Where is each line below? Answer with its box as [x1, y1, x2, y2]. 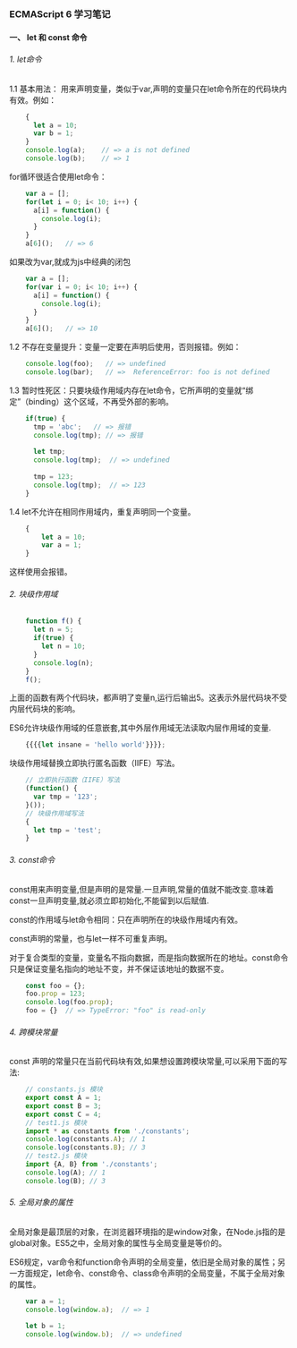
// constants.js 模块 [25, 1085, 103, 1094]
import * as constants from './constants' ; [25, 1126, 191, 1136]
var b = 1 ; [32, 129, 74, 138]
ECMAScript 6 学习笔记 [9, 7, 111, 20]
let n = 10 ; [41, 642, 87, 651]
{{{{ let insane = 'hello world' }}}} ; [25, 740, 166, 749]
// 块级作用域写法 [25, 808, 85, 818]
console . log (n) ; [32, 658, 94, 668]
